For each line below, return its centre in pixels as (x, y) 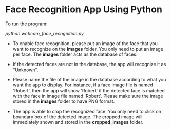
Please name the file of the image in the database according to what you (89, 79)
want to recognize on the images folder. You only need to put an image (88, 49)
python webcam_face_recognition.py (44, 33)
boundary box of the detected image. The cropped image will (78, 117)
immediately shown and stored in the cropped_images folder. (78, 122)
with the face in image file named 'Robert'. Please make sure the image (88, 96)
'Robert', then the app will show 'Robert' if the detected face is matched (89, 90)
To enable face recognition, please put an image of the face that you (85, 43)
